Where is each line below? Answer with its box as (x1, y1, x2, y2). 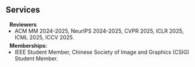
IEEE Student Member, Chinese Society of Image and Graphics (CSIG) (14, 48, 190, 56)
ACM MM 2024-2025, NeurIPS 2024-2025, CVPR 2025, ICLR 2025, (14, 27, 184, 34)
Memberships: (9, 42, 47, 49)
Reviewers (9, 21, 37, 28)
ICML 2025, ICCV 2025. (14, 33, 74, 41)
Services (5, 5, 41, 15)
